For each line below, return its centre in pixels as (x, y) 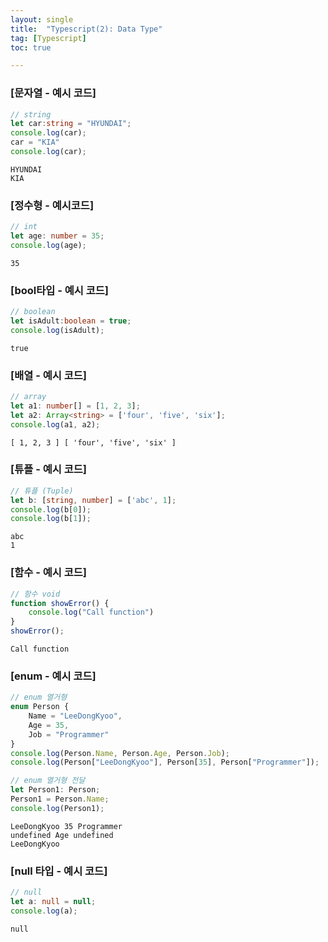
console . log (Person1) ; (57, 808)
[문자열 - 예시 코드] (53, 93)
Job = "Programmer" (69, 734)
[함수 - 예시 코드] (48, 573)
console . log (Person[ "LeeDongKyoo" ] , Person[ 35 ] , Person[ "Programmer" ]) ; (165, 762)
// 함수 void (35, 594)
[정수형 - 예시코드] (52, 205)
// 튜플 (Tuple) (42, 491)
